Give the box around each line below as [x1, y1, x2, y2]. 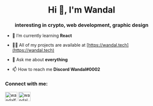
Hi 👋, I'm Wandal [48, 4, 116, 16]
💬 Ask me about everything [12, 57, 68, 63]
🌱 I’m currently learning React [12, 33, 72, 38]
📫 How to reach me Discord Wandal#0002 [12, 67, 101, 72]
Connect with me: [5, 80, 48, 87]
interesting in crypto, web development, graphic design [14, 22, 149, 29]
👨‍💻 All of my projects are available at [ [12, 42, 88, 48]
